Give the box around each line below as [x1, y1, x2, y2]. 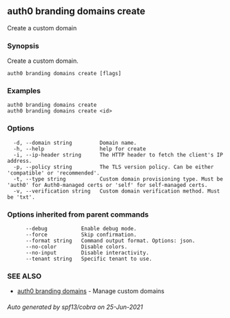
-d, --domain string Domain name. [13, 139, 137, 146]
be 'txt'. [7, 193, 36, 201]
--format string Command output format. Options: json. [25, 237, 196, 244]
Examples [7, 86, 41, 96]
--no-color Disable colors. [25, 244, 128, 250]
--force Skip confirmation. [25, 231, 137, 238]
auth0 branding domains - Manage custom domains [17, 287, 165, 295]
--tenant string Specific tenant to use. [25, 255, 153, 262]
